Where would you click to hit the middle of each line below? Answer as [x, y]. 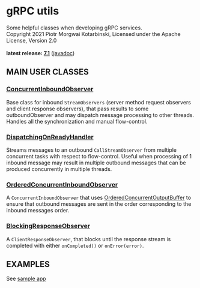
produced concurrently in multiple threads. [59, 169]
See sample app [26, 279]
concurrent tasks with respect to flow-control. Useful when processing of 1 [99, 156]
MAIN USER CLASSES [47, 72]
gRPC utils [33, 11]
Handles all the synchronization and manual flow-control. [77, 121]
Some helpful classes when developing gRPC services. [74, 28]
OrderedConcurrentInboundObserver [62, 184]
